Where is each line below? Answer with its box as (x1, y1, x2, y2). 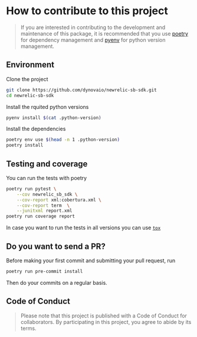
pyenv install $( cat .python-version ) (6, 114, 101, 121)
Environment (6, 60, 55, 70)
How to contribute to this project (6, 4, 168, 18)
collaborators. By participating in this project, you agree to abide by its (20, 318, 192, 325)
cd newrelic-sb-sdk (6, 92, 54, 98)
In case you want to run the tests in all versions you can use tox (6, 224, 161, 232)
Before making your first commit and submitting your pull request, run (6, 257, 176, 264)
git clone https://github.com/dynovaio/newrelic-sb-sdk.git (6, 87, 157, 93)
